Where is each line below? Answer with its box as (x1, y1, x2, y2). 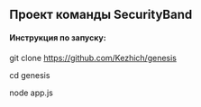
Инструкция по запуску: (9, 31, 106, 43)
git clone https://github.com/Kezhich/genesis (9, 52, 178, 63)
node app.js (9, 87, 54, 98)
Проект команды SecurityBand (9, 7, 193, 22)
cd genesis (9, 69, 50, 80)
